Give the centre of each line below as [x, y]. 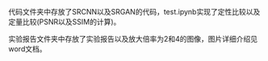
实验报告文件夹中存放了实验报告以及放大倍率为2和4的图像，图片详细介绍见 [133, 39]
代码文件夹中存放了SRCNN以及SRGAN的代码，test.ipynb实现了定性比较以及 [134, 12]
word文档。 [27, 49]
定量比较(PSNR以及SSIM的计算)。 [65, 22]
